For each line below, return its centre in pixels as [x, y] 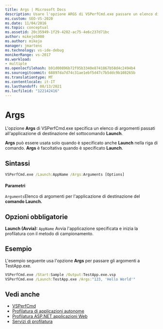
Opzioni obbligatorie [36, 217]
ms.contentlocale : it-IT [30, 82]
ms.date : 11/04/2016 [26, 23]
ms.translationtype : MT [29, 77]
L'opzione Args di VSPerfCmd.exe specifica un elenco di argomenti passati [80, 128]
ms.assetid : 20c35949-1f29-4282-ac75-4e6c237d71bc [57, 32]
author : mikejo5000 [25, 37]
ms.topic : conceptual [27, 28]
